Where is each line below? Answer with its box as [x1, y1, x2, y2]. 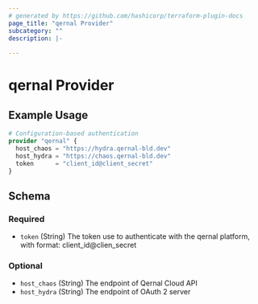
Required [8, 213, 45, 224]
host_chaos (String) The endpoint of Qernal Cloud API [19, 278, 198, 288]
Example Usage [8, 108, 89, 121]
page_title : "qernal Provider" [8, 19, 114, 27]
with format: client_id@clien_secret [19, 240, 137, 250]
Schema [8, 189, 51, 203]
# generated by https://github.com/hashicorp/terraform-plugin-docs [8, 11, 243, 20]
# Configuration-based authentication [8, 129, 139, 138]
